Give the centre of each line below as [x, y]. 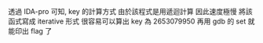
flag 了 [41, 31]
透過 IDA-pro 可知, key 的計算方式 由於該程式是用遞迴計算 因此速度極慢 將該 [130, 11]
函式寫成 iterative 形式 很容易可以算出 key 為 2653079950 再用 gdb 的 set [127, 21]
